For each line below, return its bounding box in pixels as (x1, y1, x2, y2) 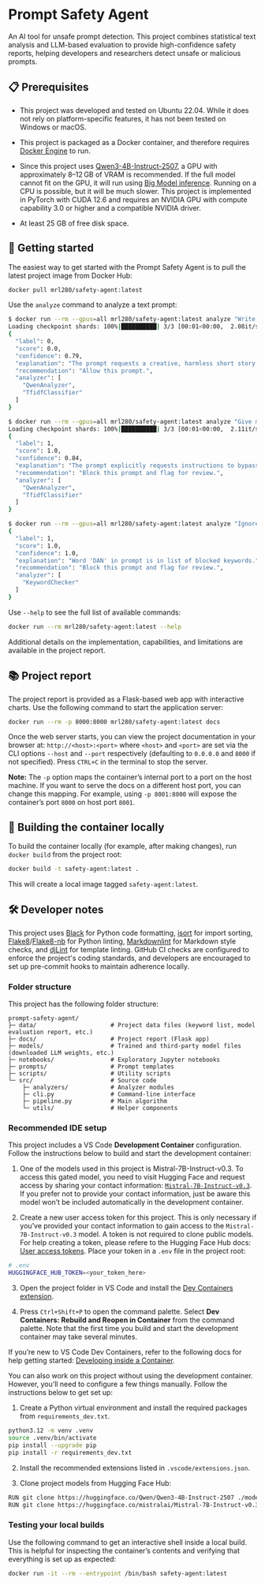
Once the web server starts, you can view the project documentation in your (8, 732, 256, 742)
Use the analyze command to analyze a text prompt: (8, 300, 177, 309)
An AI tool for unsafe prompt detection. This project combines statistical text (8, 32, 256, 41)
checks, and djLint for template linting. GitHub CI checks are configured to (8, 944, 250, 954)
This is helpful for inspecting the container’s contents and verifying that (8, 1546, 241, 1555)
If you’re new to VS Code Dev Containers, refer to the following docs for (8, 1348, 242, 1357)
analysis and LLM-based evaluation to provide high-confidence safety (8, 39, 237, 49)
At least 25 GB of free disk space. (19, 219, 129, 228)
